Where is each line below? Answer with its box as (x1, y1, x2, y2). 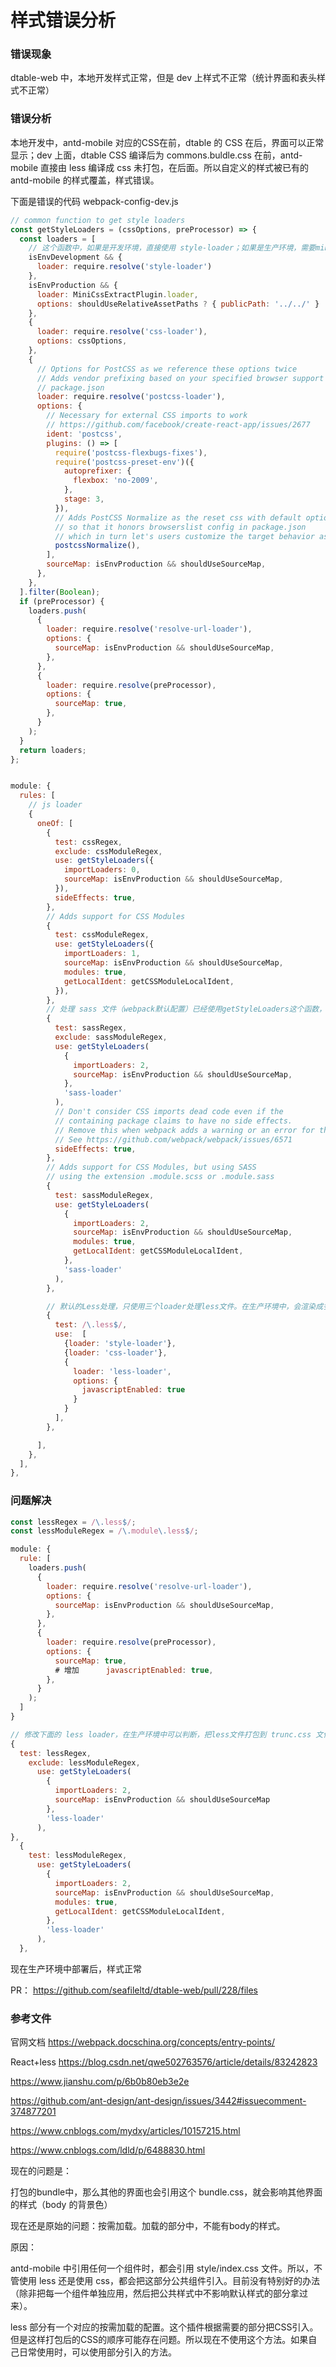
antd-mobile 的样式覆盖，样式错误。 (10, 174, 160, 186)
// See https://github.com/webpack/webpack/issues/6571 (54, 1134, 293, 1145)
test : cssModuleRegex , (54, 930, 150, 940)
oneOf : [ (36, 818, 74, 828)
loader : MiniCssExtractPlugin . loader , (36, 289, 199, 300)
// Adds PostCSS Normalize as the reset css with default (54, 512, 302, 523)
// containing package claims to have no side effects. (54, 1116, 293, 1126)
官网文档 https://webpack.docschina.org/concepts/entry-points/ (10, 2036, 275, 2048)
